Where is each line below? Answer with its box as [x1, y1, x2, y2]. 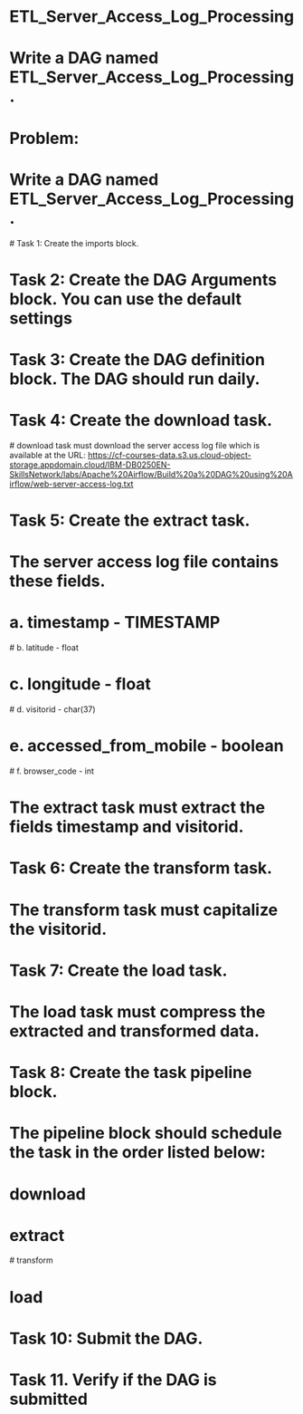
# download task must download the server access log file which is [9, 439, 260, 450]
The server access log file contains [9, 552, 279, 572]
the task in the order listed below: [9, 1142, 266, 1163]
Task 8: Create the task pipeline [9, 1063, 252, 1083]
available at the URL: [9, 449, 86, 460]
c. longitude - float [9, 674, 152, 695]
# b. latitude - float [9, 642, 80, 653]
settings [9, 308, 72, 328]
